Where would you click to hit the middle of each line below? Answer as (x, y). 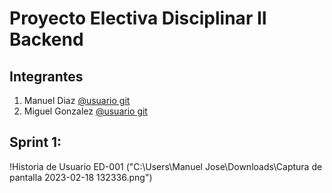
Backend (46, 39)
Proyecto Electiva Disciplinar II (138, 18)
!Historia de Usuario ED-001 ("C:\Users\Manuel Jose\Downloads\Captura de (166, 166)
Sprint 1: (35, 142)
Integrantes (46, 76)
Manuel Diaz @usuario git (77, 100)
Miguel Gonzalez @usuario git (85, 111)
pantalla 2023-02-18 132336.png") (81, 177)
